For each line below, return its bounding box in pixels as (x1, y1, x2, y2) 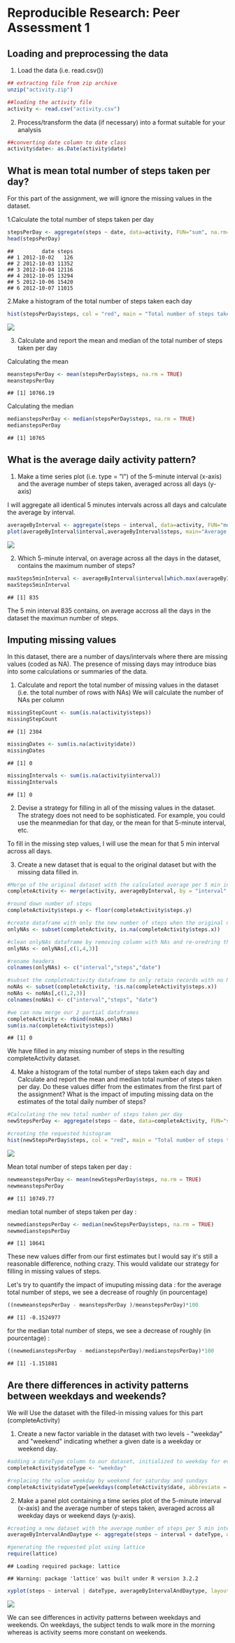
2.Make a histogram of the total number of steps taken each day (7, 297, 192, 305)
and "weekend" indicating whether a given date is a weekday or (17, 1437, 201, 1445)
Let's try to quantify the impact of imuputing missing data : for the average (7, 1281, 222, 1289)
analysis (17, 125, 42, 134)
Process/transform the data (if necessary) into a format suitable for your (17, 118, 226, 127)
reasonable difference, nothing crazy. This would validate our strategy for (7, 1260, 219, 1268)
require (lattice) (7, 1551, 58, 1558)
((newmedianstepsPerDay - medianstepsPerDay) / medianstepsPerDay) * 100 (7, 1348, 215, 1355)
